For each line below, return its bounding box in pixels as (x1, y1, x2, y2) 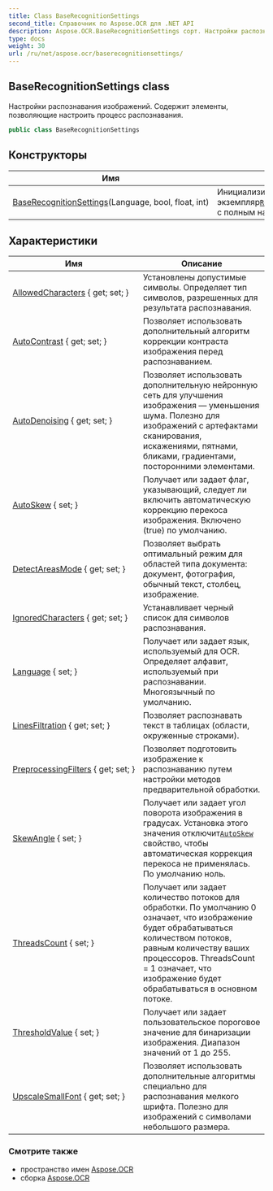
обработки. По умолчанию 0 (142, 902, 257, 913)
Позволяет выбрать (142, 538, 222, 550)
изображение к (142, 754, 204, 765)
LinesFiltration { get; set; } (12, 720, 110, 732)
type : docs (8, 34, 45, 43)
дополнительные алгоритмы (142, 1071, 256, 1082)
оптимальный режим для (142, 548, 244, 559)
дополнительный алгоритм (142, 326, 250, 337)
